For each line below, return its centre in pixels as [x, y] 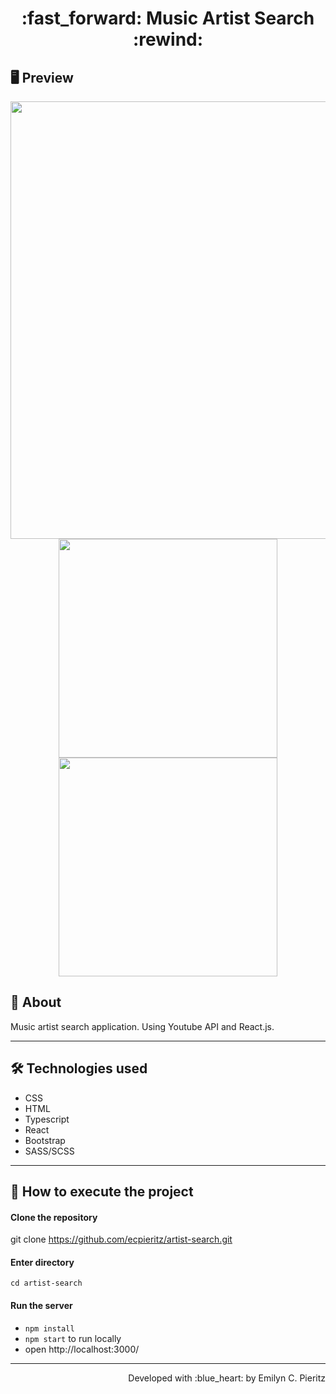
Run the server [41, 1306]
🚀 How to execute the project [102, 1192]
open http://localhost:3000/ [82, 1349]
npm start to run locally [73, 1338]
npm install [49, 1328]
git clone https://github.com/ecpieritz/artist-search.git [121, 1239]
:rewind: [168, 39]
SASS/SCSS [49, 1151]
